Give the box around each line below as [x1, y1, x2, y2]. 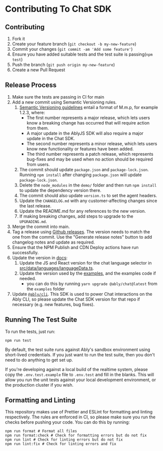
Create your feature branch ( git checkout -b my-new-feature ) [12, 41, 137, 47]
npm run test [5, 338, 32, 343]
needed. [19, 275, 36, 281]
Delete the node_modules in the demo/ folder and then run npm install [19, 182, 157, 188]
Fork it [12, 36, 25, 41]
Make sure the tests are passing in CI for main [12, 94, 105, 100]
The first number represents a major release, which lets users [26, 115, 150, 121]
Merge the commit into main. [12, 224, 70, 229]
